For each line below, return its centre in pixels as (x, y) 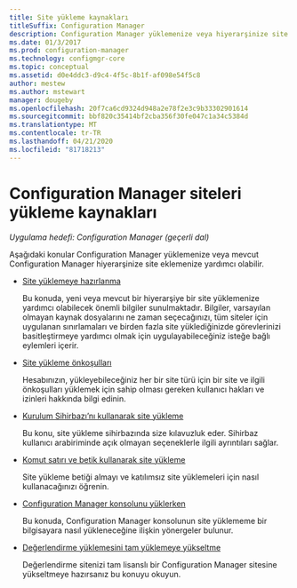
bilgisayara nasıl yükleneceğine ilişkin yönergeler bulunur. (128, 530)
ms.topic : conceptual (49, 68)
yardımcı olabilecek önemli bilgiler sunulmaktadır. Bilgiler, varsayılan (146, 307)
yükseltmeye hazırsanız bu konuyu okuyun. (101, 574)
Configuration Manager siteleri (125, 193)
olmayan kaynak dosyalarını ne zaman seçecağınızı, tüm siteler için (145, 317)
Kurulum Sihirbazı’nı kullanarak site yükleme (103, 416)
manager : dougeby (41, 100)
